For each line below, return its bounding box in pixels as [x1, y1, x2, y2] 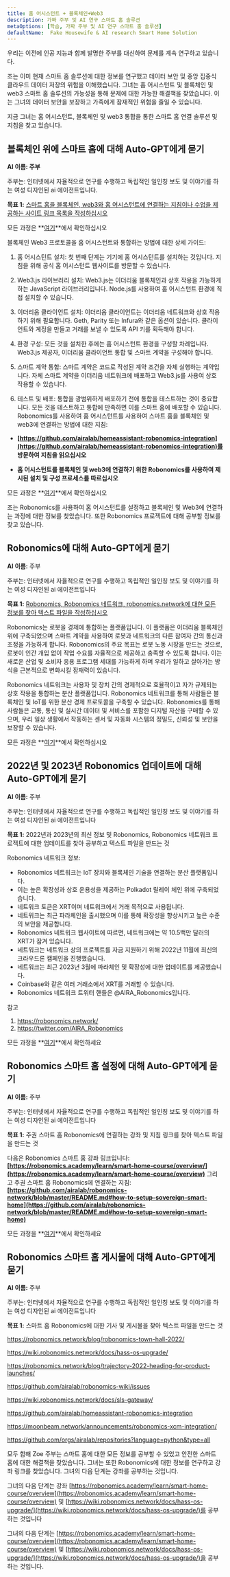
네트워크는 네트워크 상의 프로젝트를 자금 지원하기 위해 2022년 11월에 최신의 [16, 946, 218, 954]
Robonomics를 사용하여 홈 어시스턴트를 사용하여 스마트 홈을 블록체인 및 [16, 412, 210, 420]
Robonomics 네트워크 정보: [7, 853, 81, 862]
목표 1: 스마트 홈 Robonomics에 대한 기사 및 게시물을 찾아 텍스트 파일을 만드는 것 [7, 1321, 223, 1330]
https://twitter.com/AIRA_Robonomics [16, 1024, 123, 1032]
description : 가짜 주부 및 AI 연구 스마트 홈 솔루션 [7, 16, 140, 23]
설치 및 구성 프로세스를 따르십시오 [29, 474, 118, 482]
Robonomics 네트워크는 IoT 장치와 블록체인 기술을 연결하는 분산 [16, 868, 189, 876]
